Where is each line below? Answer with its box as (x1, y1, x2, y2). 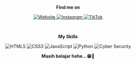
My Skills (58, 34, 78, 39)
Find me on (56, 5, 80, 10)
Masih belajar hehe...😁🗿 (41, 53, 95, 59)
